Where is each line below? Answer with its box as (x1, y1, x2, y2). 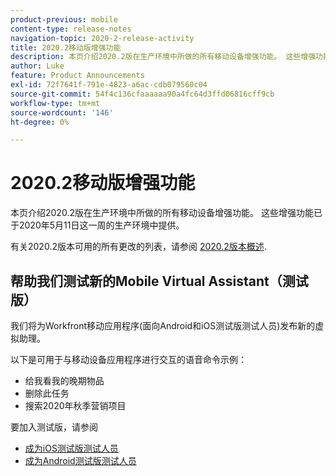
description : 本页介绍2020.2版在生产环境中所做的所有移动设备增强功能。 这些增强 (10, 52, 317, 62)
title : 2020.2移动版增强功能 (10, 42, 122, 53)
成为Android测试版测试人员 (24, 455, 137, 466)
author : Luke (10, 61, 65, 71)
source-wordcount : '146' (10, 107, 114, 118)
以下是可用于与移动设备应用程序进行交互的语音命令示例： (10, 354, 247, 365)
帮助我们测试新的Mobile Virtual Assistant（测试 (10, 272, 309, 290)
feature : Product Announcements (10, 71, 145, 81)
